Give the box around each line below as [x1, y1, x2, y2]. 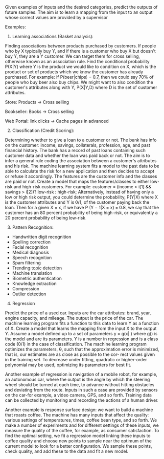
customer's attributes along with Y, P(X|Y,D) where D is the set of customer [5, 85, 158, 90]
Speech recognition [12, 255, 52, 261]
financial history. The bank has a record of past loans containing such [5, 148, 146, 153]
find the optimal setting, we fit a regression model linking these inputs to [5, 433, 151, 438]
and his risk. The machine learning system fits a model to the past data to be [5, 163, 160, 169]
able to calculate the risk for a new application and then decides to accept [5, 168, 155, 174]
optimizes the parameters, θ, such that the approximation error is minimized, [5, 347, 159, 352]
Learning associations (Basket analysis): [12, 34, 94, 39]
